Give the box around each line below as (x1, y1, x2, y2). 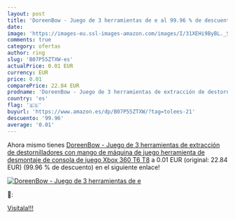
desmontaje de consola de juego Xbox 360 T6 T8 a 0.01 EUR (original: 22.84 (7, 155, 228, 164)
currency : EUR (7, 69, 49, 76)
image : (7, 29, 27, 37)
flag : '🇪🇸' (7, 102, 42, 109)
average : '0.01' (7, 121, 55, 128)
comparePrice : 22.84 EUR (7, 82, 80, 89)
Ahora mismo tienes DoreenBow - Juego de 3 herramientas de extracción (7, 140, 220, 149)
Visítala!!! (7, 204, 34, 212)
